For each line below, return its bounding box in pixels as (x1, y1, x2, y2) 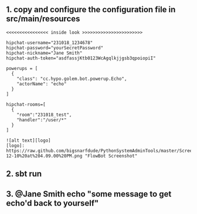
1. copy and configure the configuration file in (6, 5, 176, 15)
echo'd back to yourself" (6, 198, 99, 208)
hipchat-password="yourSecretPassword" (6, 45, 104, 51)
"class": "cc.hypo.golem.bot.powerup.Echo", (16, 76, 127, 82)
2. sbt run (6, 169, 42, 179)
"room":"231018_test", (16, 112, 72, 118)
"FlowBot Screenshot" (84, 153, 138, 159)
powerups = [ (6, 65, 38, 71)
